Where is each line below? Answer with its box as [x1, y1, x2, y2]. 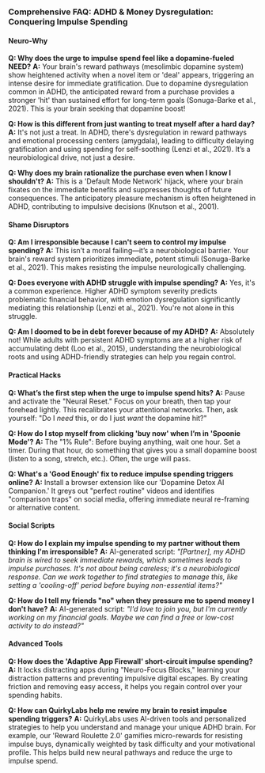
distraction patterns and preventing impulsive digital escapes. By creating [8, 673, 248, 683]
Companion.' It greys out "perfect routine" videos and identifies [8, 486, 215, 495]
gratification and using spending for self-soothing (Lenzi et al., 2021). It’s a [8, 145, 251, 154]
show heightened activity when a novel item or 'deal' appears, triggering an [8, 70, 255, 80]
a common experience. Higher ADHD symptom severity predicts [8, 286, 218, 296]
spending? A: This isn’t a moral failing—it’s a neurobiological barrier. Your [8, 246, 249, 256]
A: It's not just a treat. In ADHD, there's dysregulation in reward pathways [8, 127, 248, 137]
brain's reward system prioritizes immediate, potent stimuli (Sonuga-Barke [8, 254, 251, 263]
